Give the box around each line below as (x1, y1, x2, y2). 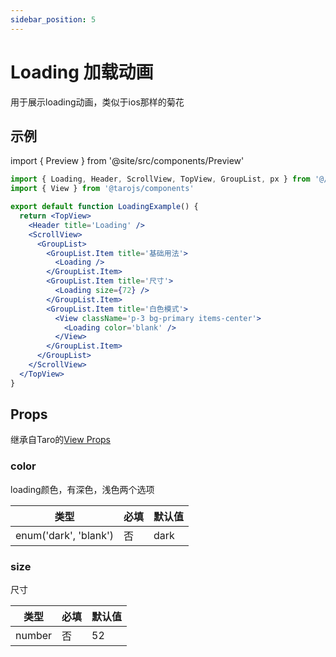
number (15, 629, 53, 643)
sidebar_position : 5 (10, 14, 97, 25)
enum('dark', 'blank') (15, 528, 115, 542)
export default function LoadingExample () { (10, 202, 199, 212)
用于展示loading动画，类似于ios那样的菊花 (10, 96, 185, 108)
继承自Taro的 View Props (10, 434, 112, 446)
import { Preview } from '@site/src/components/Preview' (10, 155, 245, 167)
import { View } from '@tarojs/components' (10, 184, 195, 194)
